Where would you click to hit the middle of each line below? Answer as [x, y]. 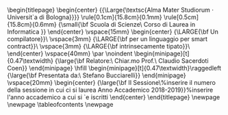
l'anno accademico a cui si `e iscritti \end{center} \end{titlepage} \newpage [114, 97]
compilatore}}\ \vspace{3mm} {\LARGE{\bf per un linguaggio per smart [107, 39]
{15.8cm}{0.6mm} [32, 24]
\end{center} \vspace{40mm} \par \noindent [70, 53]
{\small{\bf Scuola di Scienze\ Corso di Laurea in [127, 24]
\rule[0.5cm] [181, 17]
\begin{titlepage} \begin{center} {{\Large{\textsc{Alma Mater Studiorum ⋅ [111, 10]
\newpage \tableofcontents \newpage [60, 104]
